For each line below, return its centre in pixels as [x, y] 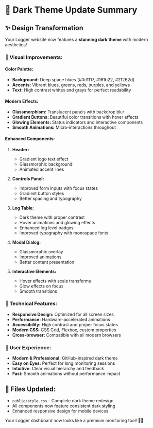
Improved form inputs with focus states [59, 188]
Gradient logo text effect [44, 159]
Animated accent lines [42, 169]
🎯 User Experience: [28, 347]
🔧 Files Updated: [30, 389]
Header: [20, 149]
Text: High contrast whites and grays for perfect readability [71, 90]
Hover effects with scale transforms [55, 281]
